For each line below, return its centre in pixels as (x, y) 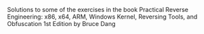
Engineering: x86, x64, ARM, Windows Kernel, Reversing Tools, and (102, 17)
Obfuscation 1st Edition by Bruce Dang (61, 24)
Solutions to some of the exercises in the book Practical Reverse (98, 10)
